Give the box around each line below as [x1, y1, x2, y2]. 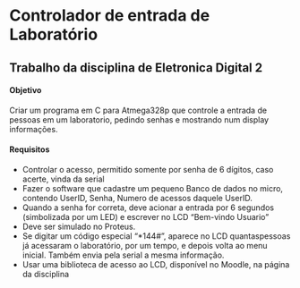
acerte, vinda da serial [21, 174, 105, 184]
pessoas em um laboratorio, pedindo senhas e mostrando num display [9, 114, 270, 125]
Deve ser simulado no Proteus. [21, 221, 136, 232]
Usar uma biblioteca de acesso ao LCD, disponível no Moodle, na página [21, 258, 290, 269]
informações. [9, 123, 58, 134]
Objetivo [9, 85, 42, 96]
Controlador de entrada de [9, 5, 210, 26]
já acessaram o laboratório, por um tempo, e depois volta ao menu [21, 240, 268, 250]
